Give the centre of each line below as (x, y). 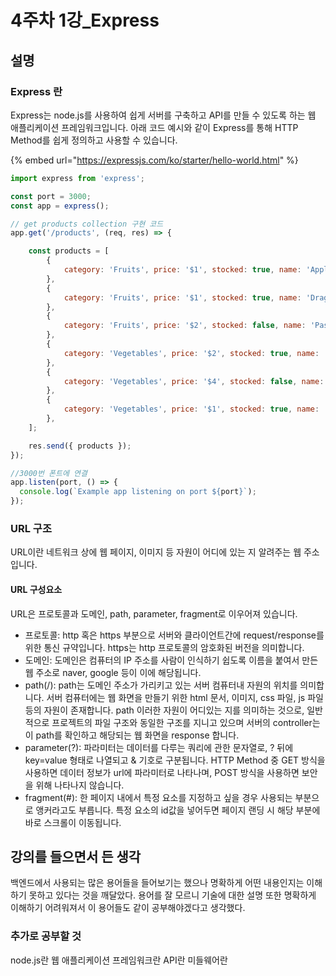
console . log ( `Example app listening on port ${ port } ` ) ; (138, 492)
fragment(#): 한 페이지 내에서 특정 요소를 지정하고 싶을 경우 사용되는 (158, 797)
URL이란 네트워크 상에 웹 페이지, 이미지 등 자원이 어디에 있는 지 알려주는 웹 (156, 552)
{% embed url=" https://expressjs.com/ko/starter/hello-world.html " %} (154, 160)
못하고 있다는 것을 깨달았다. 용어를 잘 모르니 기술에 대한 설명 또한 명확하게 (172, 895)
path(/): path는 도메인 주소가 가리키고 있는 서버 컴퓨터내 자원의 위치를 (161, 685)
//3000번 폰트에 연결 (49, 473)
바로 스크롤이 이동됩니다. (73, 822)
